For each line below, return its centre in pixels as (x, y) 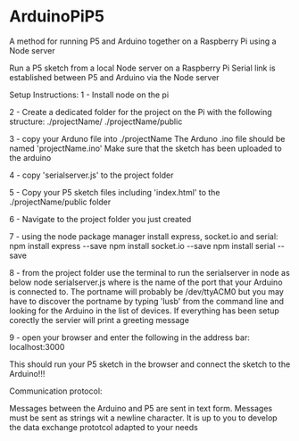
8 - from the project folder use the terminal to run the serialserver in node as (149, 272)
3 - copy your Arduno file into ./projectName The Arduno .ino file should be (147, 138)
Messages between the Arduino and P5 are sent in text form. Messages (141, 408)
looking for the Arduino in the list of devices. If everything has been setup (144, 311)
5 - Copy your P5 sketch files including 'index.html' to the (115, 192)
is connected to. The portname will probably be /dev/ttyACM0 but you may (146, 291)
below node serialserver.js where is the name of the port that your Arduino (146, 282)
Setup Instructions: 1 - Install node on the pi (89, 95)
